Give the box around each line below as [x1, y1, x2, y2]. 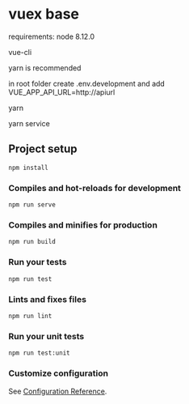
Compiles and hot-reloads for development [8, 182, 182, 193]
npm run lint [8, 312, 52, 320]
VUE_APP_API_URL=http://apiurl [8, 87, 115, 97]
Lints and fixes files [8, 293, 87, 304]
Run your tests [8, 257, 67, 268]
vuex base [8, 5, 79, 23]
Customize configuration [8, 368, 109, 379]
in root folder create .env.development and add [8, 79, 166, 88]
